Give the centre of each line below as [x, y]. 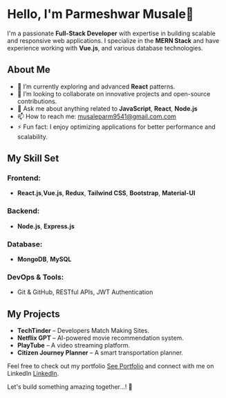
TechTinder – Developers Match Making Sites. [83, 331]
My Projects [34, 314]
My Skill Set [33, 159]
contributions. [37, 101]
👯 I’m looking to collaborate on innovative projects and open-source [114, 93]
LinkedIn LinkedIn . [33, 374]
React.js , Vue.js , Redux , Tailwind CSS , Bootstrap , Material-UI [106, 193]
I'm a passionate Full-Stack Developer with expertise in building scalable [111, 33]
